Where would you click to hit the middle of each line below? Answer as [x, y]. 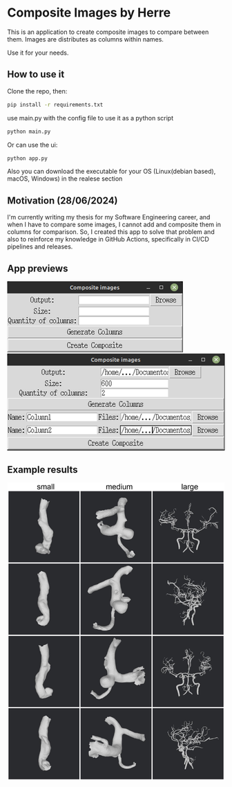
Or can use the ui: [32, 145]
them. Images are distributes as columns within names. [86, 39]
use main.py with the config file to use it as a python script [90, 118]
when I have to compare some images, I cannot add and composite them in [114, 225]
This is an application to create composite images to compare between [108, 32]
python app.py [28, 158]
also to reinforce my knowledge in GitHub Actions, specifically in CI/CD [108, 239]
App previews [38, 268]
